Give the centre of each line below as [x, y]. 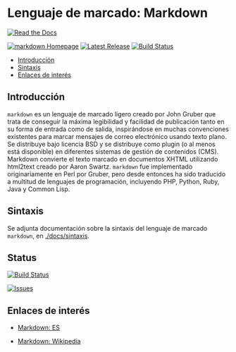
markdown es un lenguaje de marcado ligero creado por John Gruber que [112, 114]
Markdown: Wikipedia [49, 341]
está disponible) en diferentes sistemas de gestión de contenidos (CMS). [113, 151]
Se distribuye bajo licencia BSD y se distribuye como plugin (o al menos [112, 144]
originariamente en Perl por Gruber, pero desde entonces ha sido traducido [117, 174]
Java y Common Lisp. [39, 189]
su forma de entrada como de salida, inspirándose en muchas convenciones [118, 129]
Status [22, 258]
